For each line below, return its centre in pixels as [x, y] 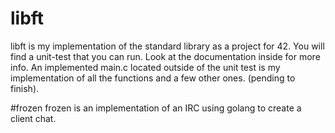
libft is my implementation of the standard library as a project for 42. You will [167, 46]
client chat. [33, 118]
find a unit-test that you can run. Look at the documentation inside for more [165, 56]
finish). [25, 88]
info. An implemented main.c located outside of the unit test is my [145, 67]
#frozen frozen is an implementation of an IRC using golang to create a [156, 108]
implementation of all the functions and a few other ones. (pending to [153, 78]
